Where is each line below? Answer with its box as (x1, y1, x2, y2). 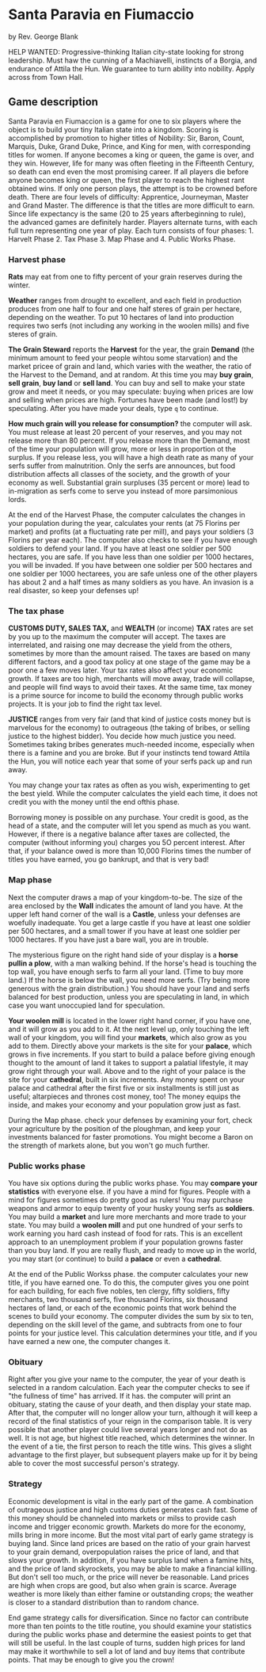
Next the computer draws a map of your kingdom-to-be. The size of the (8, 893, 243, 902)
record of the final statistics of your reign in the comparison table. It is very (8, 1416, 253, 1426)
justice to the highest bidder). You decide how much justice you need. (8, 731, 237, 741)
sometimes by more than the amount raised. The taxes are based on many (8, 649, 251, 658)
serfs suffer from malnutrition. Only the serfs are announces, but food (8, 461, 236, 470)
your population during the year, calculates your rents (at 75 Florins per (8, 519, 241, 528)
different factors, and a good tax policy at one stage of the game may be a (8, 657, 251, 667)
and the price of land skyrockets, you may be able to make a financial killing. (8, 1563, 257, 1573)
